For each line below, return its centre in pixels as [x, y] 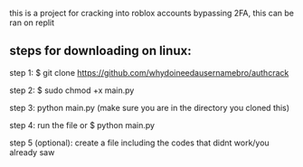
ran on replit [32, 23]
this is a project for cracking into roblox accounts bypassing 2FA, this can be [151, 13]
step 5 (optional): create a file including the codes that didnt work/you [139, 143]
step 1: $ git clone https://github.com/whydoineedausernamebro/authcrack [149, 72]
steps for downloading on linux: [100, 51]
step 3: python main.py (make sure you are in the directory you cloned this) [150, 107]
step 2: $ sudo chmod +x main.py [72, 90]
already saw [32, 152]
